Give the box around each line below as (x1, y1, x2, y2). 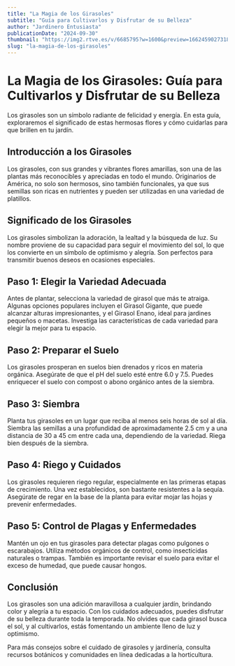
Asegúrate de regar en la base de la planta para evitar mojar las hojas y (7, 493, 213, 501)
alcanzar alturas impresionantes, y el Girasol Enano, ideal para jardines (7, 309, 211, 318)
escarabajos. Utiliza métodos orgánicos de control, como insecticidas (7, 546, 208, 555)
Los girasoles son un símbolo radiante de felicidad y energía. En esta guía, (7, 111, 222, 119)
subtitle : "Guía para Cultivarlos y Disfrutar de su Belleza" (7, 17, 192, 24)
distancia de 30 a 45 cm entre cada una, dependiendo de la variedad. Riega (7, 432, 226, 439)
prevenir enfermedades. (7, 499, 77, 508)
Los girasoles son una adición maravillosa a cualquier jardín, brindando (7, 600, 212, 609)
